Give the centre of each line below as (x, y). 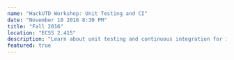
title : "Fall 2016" (36, 26)
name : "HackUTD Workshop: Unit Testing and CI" (78, 13)
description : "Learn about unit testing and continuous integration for (115, 39)
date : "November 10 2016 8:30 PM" (57, 20)
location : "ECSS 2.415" (42, 33)
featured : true (29, 46)
